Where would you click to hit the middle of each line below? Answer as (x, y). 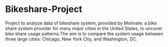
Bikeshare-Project (44, 9)
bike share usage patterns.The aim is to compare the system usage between (84, 33)
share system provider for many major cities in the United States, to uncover (84, 28)
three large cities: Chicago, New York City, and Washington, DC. (71, 39)
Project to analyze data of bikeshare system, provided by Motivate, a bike (81, 23)
